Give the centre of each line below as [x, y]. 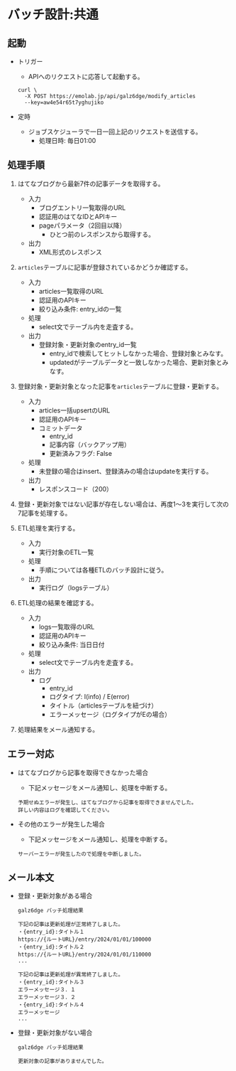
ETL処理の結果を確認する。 [57, 602]
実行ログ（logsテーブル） [76, 587]
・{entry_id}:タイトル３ [51, 982]
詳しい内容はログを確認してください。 [65, 810]
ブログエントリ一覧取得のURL [82, 208]
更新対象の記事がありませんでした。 [62, 1061]
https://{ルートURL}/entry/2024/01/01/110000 [84, 955]
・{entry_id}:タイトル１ [51, 932]
